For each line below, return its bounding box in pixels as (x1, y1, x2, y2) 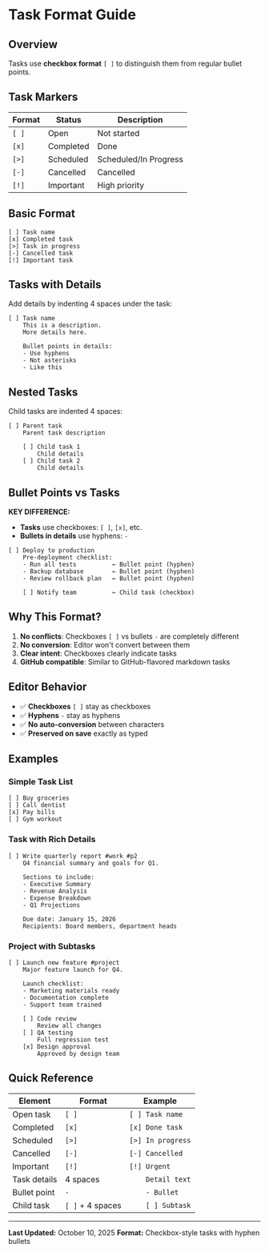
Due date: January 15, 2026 (22, 915, 116, 923)
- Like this (22, 363, 62, 371)
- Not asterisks (22, 356, 78, 365)
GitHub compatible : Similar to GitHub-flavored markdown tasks (19, 656, 231, 666)
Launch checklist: (22, 979, 84, 988)
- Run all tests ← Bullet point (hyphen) (22, 560, 195, 569)
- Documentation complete (22, 993, 110, 1001)
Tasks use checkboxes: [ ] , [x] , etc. (19, 523, 143, 532)
